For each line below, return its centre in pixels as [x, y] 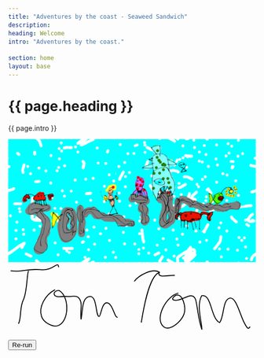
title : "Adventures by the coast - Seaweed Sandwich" [98, 17]
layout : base [29, 67]
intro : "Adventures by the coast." [66, 42]
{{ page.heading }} [71, 107]
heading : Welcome [37, 33]
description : [29, 25]
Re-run [22, 345]
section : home [31, 58]
